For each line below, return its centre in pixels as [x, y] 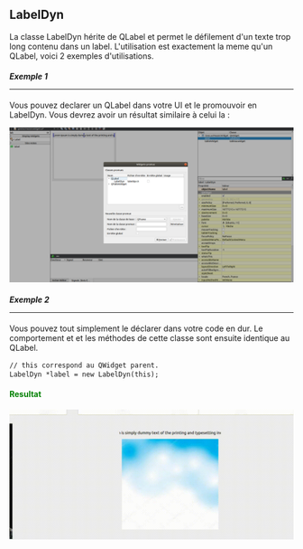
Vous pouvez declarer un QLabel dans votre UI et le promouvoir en [133, 105]
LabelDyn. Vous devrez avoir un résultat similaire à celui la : [119, 115]
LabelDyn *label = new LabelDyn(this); [84, 374]
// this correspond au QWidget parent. [84, 365]
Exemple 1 [28, 77]
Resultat [26, 394]
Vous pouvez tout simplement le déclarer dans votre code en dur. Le [136, 328]
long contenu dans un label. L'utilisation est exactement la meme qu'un [141, 46]
